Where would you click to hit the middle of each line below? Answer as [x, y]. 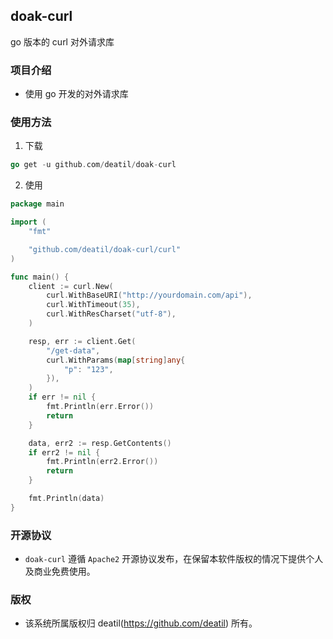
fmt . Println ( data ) [66, 499]
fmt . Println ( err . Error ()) [100, 407]
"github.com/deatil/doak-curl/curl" [105, 249]
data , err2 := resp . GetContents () [100, 443]
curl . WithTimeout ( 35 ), [93, 305]
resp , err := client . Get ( [82, 341]
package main [37, 204]
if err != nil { [62, 397]
